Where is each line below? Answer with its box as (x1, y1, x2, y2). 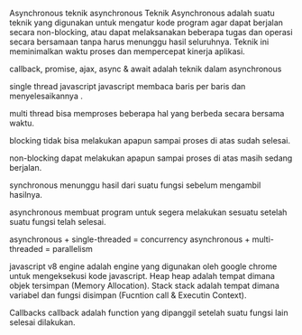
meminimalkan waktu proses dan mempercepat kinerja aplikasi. (9, 46, 245, 57)
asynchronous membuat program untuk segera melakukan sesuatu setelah (9, 207, 288, 218)
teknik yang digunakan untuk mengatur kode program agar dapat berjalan (9, 17, 284, 28)
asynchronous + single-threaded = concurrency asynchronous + (9, 234, 251, 245)
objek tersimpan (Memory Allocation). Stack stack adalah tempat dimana (9, 280, 279, 291)
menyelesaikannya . (9, 90, 83, 101)
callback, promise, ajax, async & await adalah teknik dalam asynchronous (9, 63, 282, 74)
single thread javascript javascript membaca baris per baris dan (9, 81, 246, 91)
